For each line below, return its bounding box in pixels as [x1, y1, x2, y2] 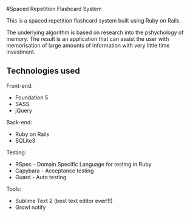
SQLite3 [15, 137, 36, 144]
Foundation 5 [15, 94, 49, 101]
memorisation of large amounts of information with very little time [6, 42, 170, 49]
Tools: [6, 185, 22, 193]
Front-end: [6, 82, 33, 89]
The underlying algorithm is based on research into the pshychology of [6, 29, 184, 36]
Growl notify [15, 204, 46, 211]
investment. [6, 48, 36, 55]
